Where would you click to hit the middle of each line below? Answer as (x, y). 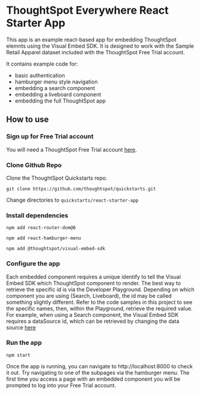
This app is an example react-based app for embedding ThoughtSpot (91, 39)
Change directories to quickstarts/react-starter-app (72, 200)
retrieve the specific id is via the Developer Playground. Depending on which (100, 289)
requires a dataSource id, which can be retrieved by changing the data (93, 321)
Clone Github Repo (34, 165)
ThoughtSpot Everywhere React (87, 10)
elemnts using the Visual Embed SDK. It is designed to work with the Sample (100, 46)
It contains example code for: (42, 64)
